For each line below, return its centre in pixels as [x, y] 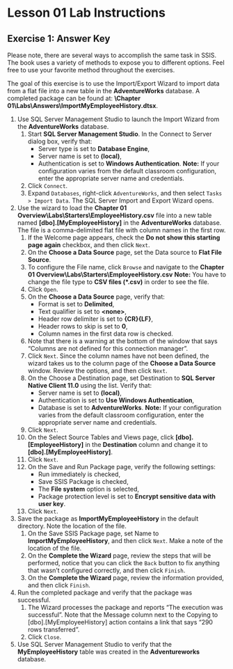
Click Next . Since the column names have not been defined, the [119, 356]
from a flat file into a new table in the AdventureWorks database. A [104, 91]
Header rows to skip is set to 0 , [83, 326]
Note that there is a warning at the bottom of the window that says [122, 341]
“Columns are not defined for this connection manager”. [108, 348]
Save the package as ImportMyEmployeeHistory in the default [108, 519]
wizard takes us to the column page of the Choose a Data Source [122, 363]
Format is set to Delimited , [76, 304]
